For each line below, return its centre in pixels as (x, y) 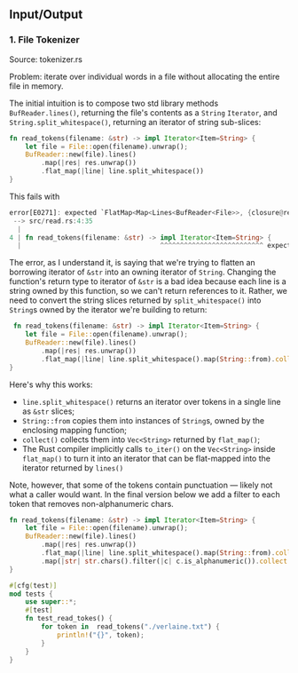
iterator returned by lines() (73, 467)
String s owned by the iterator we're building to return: (108, 310)
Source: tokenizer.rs (46, 59)
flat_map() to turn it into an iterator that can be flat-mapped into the (146, 458)
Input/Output (46, 15)
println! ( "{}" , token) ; (100, 635)
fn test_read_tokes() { (69, 619)
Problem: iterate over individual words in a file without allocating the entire (145, 76)
